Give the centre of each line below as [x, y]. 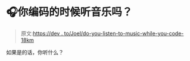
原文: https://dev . [42, 33]
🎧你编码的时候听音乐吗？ [69, 12]
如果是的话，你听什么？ [35, 52]
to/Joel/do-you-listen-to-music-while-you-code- [124, 33]
